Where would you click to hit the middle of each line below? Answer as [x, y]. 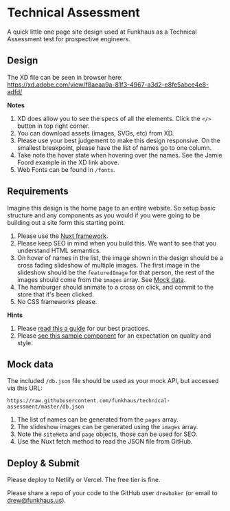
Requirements [38, 192]
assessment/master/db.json [46, 407]
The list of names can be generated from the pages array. [97, 420]
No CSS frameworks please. [57, 301]
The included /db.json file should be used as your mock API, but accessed [113, 381]
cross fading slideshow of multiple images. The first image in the [108, 265]
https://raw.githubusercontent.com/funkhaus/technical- [89, 401]
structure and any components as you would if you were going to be [104, 215]
